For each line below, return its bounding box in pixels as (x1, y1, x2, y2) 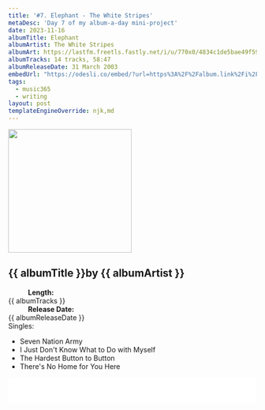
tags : (8, 77, 26, 85)
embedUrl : (8, 70, 41, 78)
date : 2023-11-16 (8, 26, 65, 34)
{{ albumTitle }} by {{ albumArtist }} (8, 266, 185, 280)
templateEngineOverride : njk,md (8, 107, 114, 115)
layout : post (8, 100, 51, 107)
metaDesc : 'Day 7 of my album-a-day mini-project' (8, 19, 178, 27)
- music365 (15, 85, 51, 93)
